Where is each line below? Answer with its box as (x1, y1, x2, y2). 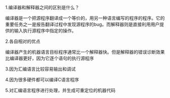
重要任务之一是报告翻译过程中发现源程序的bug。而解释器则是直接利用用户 (5, 22, 160, 27)
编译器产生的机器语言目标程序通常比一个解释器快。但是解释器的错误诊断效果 (5, 49, 165, 55)
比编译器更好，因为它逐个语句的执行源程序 (5, 55, 94, 61)
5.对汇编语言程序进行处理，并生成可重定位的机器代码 (5, 87, 115, 93)
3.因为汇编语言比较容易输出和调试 (5, 66, 76, 72)
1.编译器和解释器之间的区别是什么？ (5, 5, 79, 10)
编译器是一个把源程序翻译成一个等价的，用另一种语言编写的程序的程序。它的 (5, 15, 165, 21)
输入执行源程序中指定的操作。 (14, 28, 76, 34)
